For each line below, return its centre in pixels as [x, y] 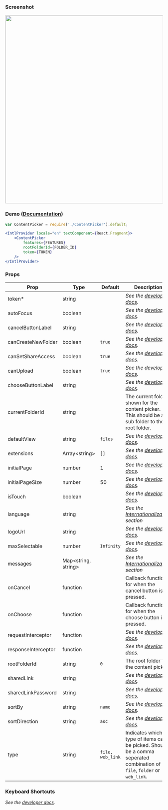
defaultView [22, 439]
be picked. [138, 745]
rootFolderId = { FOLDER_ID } [50, 247]
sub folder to [140, 421]
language [19, 514]
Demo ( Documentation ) [34, 214]
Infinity [110, 546]
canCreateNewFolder [33, 342]
